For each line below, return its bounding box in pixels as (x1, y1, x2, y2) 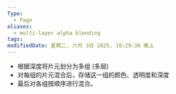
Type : (7, 10, 23, 17)
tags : (7, 36, 23, 43)
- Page (13, 17, 33, 23)
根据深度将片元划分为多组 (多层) (17, 62, 109, 70)
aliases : (7, 23, 33, 30)
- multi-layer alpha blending (13, 29, 100, 37)
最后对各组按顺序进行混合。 (17, 79, 97, 87)
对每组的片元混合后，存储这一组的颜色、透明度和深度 (17, 70, 170, 79)
